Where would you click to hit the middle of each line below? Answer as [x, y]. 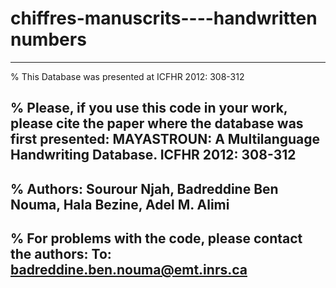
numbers [48, 39]
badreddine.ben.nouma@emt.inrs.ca [129, 270]
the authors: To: [61, 254]
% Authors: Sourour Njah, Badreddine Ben [144, 188]
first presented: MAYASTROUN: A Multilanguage [165, 139]
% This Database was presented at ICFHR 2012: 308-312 [127, 76]
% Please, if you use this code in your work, [149, 108]
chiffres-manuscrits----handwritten [164, 18]
